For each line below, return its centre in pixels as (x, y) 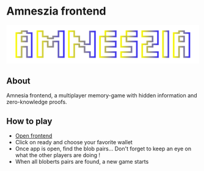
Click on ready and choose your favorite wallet (74, 142)
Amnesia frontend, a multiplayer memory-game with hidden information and (102, 96)
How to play (29, 121)
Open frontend (34, 136)
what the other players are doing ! (58, 155)
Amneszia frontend (56, 11)
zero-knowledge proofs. (37, 102)
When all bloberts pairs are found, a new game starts (82, 161)
